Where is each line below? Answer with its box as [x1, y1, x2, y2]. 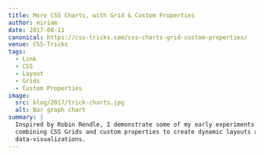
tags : [8, 48, 26, 56]
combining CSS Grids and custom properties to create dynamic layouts [15, 128, 251, 135]
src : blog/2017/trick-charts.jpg [15, 99, 125, 106]
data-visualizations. [15, 135, 86, 143]
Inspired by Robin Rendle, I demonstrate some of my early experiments [15, 121, 255, 128]
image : [8, 92, 30, 99]
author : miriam [8, 19, 58, 27]
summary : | [8, 114, 44, 121]
